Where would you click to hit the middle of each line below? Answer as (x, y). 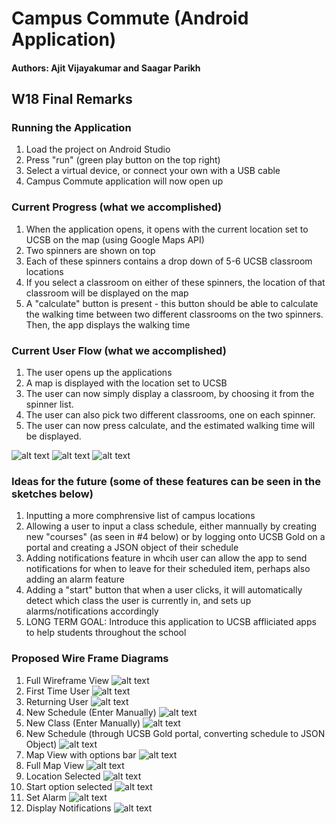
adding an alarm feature (75, 579)
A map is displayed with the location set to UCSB (126, 383)
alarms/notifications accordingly (92, 611)
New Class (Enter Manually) (83, 723)
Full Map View (55, 765)
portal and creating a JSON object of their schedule (132, 548)
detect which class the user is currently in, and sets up (138, 601)
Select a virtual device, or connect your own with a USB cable (153, 171)
